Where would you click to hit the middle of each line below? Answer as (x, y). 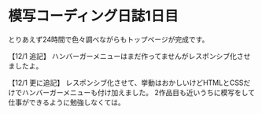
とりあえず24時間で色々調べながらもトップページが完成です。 (109, 39)
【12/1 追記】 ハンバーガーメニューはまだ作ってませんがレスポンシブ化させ (129, 56)
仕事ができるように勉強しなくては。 (67, 102)
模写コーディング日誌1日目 (94, 16)
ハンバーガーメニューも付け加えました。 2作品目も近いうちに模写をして (138, 92)
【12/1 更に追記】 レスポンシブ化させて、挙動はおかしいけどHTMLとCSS (126, 83)
